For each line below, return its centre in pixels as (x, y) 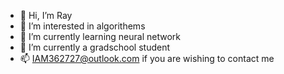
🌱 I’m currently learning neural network (100, 36)
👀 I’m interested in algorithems (82, 26)
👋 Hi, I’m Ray (46, 15)
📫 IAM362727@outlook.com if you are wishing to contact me (147, 58)
